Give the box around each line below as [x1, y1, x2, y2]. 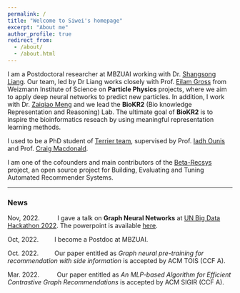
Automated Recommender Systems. [7, 173, 114, 182]
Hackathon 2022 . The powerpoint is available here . [7, 222, 159, 230]
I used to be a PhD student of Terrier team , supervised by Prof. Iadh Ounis [7, 136, 225, 145]
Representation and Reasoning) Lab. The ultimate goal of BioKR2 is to [7, 108, 213, 116]
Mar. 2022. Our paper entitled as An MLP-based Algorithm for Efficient [7, 270, 231, 279]
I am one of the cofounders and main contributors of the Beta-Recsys [7, 158, 212, 166]
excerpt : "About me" [7, 24, 69, 31]
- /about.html [14, 51, 56, 58]
